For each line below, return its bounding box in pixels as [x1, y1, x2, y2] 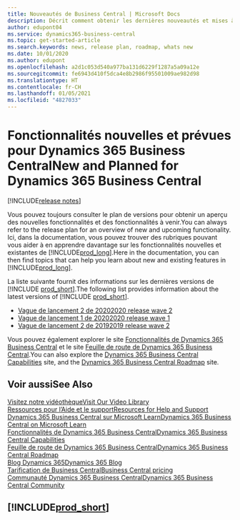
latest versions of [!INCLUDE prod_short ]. [7, 292, 129, 300]
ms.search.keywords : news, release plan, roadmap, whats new [7, 44, 194, 51]
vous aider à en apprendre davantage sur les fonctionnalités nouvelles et [7, 240, 221, 249]
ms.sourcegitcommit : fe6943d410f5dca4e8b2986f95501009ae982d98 [7, 70, 200, 77]
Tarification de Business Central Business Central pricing [7, 465, 174, 474]
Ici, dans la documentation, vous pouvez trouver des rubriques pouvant [7, 233, 218, 241]
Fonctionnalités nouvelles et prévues [7, 128, 231, 143]
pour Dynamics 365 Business [7, 143, 186, 159]
